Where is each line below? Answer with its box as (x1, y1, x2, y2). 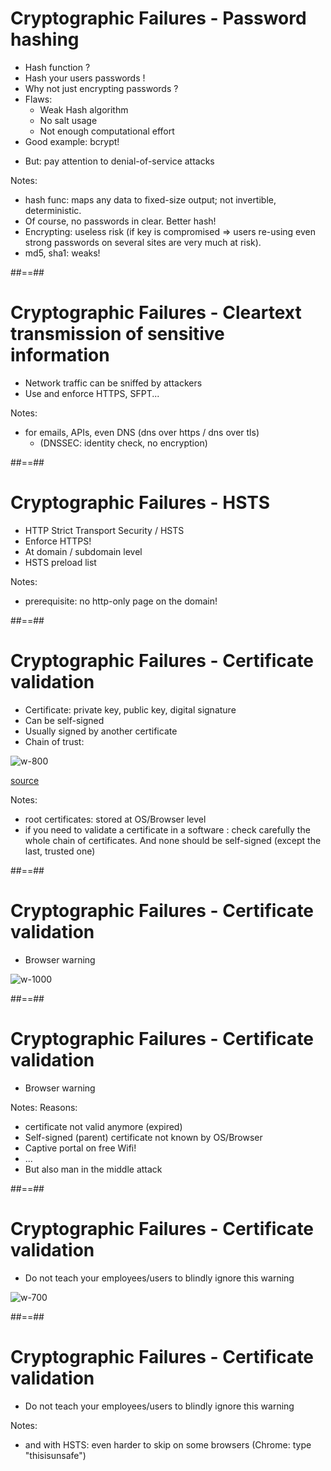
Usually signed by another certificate (24, 725, 178, 737)
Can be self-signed (24, 714, 105, 726)
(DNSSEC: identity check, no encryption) (39, 437, 208, 449)
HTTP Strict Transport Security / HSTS (24, 524, 185, 536)
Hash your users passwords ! (24, 72, 146, 84)
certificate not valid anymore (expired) (24, 1120, 183, 1132)
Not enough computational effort (39, 125, 175, 137)
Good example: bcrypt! (24, 135, 120, 147)
